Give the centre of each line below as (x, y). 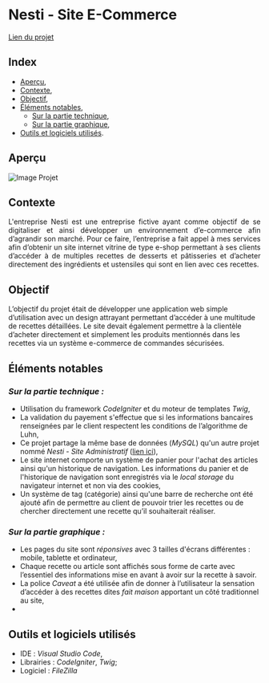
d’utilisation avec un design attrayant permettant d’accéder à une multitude (132, 318)
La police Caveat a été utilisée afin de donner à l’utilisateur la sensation (137, 583)
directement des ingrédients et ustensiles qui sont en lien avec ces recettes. (134, 264)
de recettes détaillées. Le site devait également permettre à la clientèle (125, 326)
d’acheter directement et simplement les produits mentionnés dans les (124, 335)
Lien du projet (31, 37)
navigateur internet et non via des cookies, (90, 485)
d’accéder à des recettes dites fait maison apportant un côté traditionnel (139, 592)
